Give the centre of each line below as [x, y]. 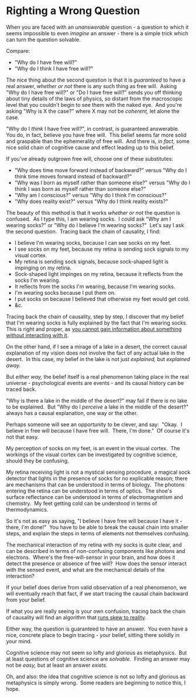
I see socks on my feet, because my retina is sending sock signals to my [102, 249]
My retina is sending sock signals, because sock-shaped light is [91, 261]
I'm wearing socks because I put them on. [65, 292]
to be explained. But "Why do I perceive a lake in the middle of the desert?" [97, 407]
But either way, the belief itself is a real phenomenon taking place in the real [97, 376]
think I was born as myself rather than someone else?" [80, 188]
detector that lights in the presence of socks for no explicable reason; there [97, 478]
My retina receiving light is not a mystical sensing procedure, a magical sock [98, 472]
